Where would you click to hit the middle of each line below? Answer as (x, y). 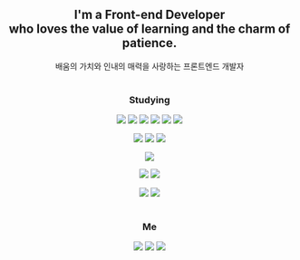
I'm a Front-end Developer (150, 15)
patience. (150, 43)
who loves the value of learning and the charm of (150, 29)
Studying (150, 100)
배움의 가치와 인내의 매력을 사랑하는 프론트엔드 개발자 (150, 66)
